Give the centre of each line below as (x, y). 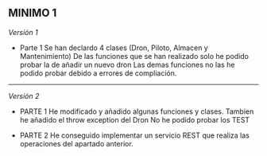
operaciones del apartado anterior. (76, 143)
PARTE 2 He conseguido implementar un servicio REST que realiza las (135, 135)
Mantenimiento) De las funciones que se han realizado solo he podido (134, 56)
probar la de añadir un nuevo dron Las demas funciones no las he (127, 64)
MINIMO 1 (33, 13)
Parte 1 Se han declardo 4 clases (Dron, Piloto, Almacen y (114, 48)
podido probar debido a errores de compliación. (98, 73)
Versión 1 (23, 32)
